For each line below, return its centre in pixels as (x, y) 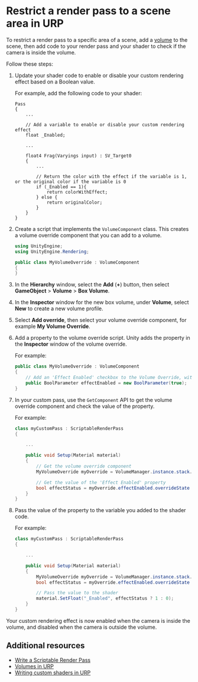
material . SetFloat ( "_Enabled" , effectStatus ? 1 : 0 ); (105, 599)
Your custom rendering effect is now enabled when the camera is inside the (98, 620)
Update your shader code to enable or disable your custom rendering (99, 75)
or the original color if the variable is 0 (70, 182)
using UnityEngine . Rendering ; (52, 252)
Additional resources (46, 646)
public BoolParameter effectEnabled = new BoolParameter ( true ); (106, 383)
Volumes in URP (34, 666)
